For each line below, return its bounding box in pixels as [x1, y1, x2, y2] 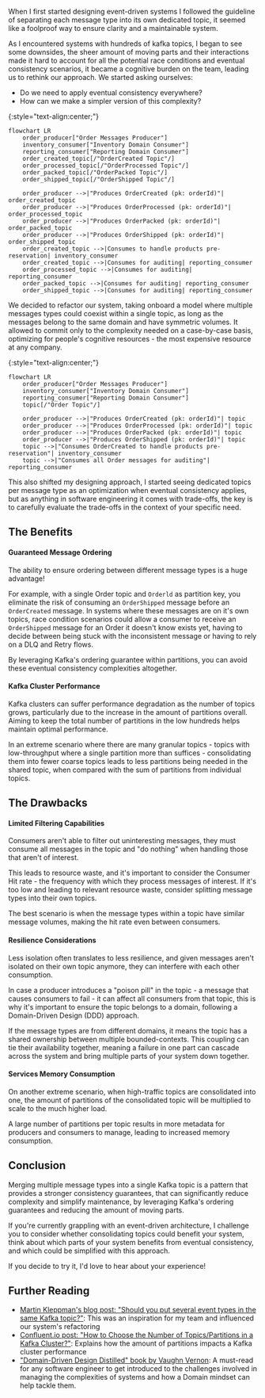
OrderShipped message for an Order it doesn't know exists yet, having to [8, 622, 243, 632]
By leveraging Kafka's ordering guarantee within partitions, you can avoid [8, 655, 248, 664]
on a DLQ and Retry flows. [8, 640, 93, 649]
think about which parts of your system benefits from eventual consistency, [8, 1237, 255, 1247]
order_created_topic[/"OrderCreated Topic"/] [22, 155, 176, 162]
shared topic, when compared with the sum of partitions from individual [8, 765, 241, 774]
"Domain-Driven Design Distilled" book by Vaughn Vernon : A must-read [19, 1355, 254, 1366]
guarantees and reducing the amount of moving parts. [8, 1205, 184, 1215]
